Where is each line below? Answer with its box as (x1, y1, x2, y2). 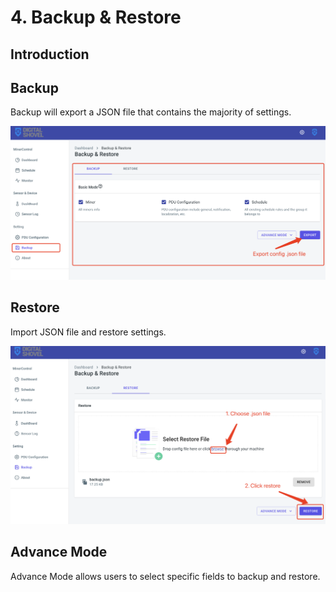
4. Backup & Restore (10, 6, 182, 29)
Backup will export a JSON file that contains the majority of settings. (10, 106, 292, 118)
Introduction (10, 46, 90, 63)
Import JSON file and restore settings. (10, 326, 167, 338)
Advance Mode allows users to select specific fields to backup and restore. (10, 570, 321, 582)
